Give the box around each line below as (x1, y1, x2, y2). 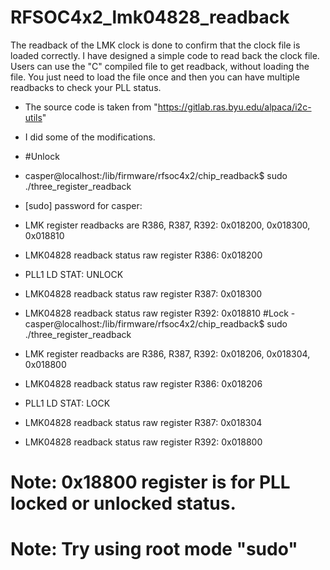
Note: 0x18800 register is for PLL (10, 471, 291, 494)
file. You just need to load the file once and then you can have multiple (10, 71, 300, 83)
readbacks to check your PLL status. (10, 81, 162, 93)
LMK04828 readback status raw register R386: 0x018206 (24, 377, 263, 390)
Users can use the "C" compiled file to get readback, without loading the (10, 60, 310, 72)
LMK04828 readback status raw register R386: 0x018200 (24, 249, 263, 261)
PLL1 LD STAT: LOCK (24, 397, 111, 409)
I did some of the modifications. (24, 131, 156, 143)
